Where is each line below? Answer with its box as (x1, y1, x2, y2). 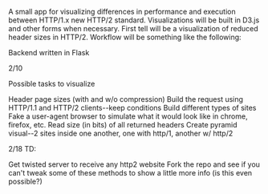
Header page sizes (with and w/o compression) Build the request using (8, 95, 243, 103)
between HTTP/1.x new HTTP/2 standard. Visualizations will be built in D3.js (8, 15, 260, 25)
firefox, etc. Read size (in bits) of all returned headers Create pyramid (8, 120, 238, 129)
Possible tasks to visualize (8, 79, 95, 88)
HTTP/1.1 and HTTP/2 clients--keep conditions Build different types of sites (8, 103, 257, 112)
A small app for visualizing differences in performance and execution (8, 7, 236, 16)
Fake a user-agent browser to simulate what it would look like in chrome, (8, 111, 248, 121)
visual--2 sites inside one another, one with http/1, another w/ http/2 (8, 128, 233, 138)
